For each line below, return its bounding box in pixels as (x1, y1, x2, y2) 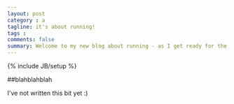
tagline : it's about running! (7, 23, 96, 30)
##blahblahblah (7, 75, 53, 84)
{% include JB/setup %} (7, 62, 77, 70)
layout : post (7, 10, 46, 17)
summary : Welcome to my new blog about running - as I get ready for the (7, 43, 228, 50)
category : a (7, 17, 46, 24)
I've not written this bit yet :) (7, 89, 88, 97)
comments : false (7, 36, 55, 43)
